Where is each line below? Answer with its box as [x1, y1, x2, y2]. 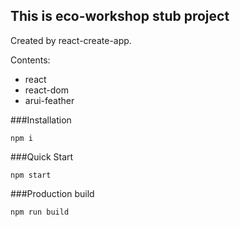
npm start [10, 170, 52, 180]
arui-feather [24, 94, 75, 106]
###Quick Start [10, 150, 74, 163]
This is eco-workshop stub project [10, 8, 230, 25]
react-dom [24, 84, 69, 96]
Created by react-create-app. [10, 34, 132, 46]
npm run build [10, 207, 70, 217]
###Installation [10, 114, 72, 126]
